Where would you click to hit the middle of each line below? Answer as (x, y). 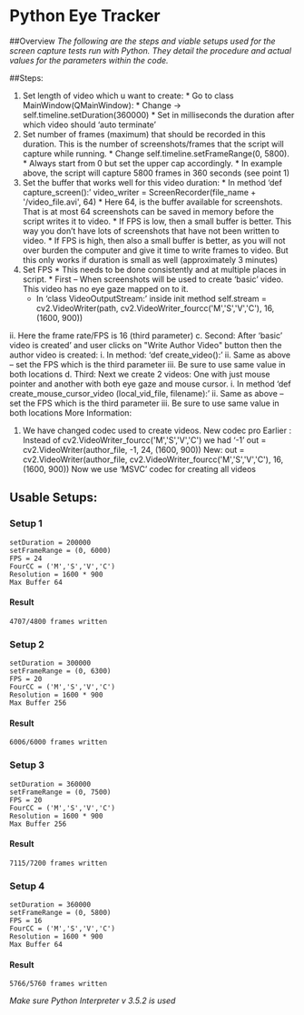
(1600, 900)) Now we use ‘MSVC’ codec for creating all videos (139, 468)
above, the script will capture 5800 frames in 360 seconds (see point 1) (156, 173)
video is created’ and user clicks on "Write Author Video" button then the (146, 345)
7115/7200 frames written (58, 863)
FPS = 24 (26, 558)
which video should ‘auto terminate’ (89, 125)
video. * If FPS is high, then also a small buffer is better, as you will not (154, 240)
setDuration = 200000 (50, 542)
